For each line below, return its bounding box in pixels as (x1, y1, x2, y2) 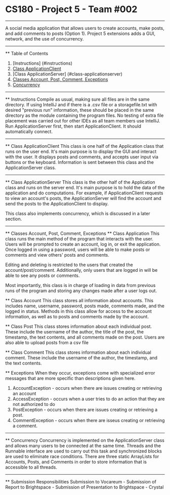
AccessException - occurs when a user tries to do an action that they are (12, 396, 165, 402)
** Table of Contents (5, 50, 49, 56)
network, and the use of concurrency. (5, 35, 84, 42)
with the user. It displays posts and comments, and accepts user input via (5, 153, 158, 160)
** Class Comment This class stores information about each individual (5, 349, 152, 355)
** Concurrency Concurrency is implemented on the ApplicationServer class (5, 437, 165, 443)
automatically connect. (5, 128, 53, 135)
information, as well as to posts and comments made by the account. (5, 313, 149, 319)
